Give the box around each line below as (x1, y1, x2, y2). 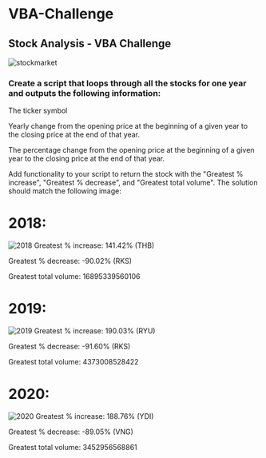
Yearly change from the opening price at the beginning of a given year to (8, 121, 248, 131)
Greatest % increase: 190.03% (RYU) (34, 326, 156, 336)
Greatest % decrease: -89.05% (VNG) (8, 427, 134, 436)
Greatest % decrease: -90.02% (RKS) (8, 257, 133, 266)
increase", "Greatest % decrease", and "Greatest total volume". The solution (8, 177, 258, 188)
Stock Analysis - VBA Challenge (8, 37, 172, 50)
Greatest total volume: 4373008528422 (8, 357, 139, 367)
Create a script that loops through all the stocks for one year (8, 78, 247, 89)
